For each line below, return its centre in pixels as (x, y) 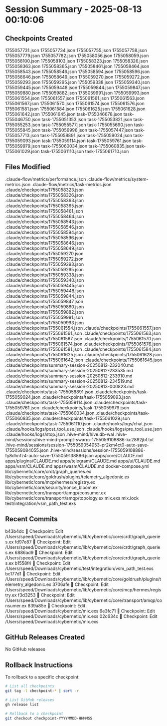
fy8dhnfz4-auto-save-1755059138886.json (49, 455)
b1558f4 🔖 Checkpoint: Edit (43, 563)
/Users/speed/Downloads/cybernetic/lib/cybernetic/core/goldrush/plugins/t (83, 579)
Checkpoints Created (39, 38)
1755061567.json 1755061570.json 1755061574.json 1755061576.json (75, 103)
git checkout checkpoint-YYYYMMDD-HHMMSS (49, 718)
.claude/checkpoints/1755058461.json (44, 211)
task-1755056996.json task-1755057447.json (87, 130)
